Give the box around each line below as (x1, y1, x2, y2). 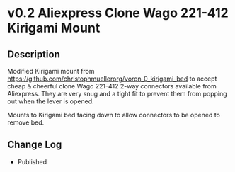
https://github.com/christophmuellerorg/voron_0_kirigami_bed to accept (7, 74, 217, 83)
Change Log (7, 139, 62, 151)
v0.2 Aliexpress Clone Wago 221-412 (7, 5, 229, 21)
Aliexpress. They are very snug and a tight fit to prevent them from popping (7, 90, 228, 98)
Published (17, 157, 47, 166)
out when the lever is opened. (7, 97, 94, 105)
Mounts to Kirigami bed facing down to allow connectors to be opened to (7, 111, 221, 119)
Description (7, 48, 60, 60)
